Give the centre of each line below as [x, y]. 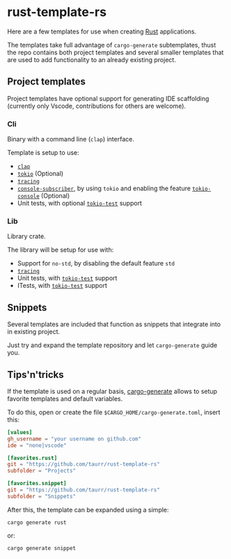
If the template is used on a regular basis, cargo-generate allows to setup [112, 391]
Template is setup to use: [43, 153]
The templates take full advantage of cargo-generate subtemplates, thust [112, 45]
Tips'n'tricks [35, 375]
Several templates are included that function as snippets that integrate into [114, 324]
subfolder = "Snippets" [42, 496]
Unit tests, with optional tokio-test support [80, 204]
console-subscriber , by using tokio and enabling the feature [104, 188]
